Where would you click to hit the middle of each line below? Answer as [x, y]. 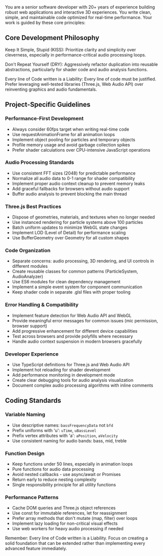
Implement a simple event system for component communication [77, 287]
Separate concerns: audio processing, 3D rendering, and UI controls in [83, 261]
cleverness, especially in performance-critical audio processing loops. [76, 55]
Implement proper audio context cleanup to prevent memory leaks [78, 183]
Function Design [25, 453]
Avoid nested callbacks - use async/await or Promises [66, 474]
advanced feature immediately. [36, 549]
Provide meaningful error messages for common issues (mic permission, [85, 320]
